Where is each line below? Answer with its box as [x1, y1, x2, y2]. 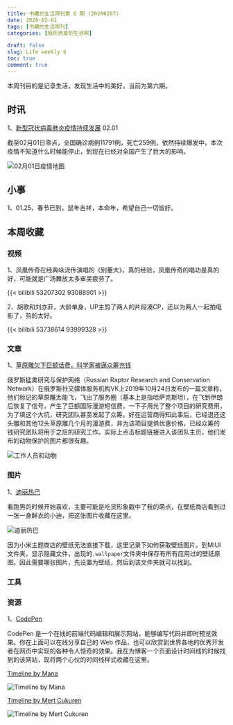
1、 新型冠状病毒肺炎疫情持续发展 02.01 [7, 123, 119, 132]
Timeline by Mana [7, 669, 58, 678]
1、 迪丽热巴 [7, 487, 40, 496]
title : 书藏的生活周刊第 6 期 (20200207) [7, 10, 119, 17]
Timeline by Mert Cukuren [7, 696, 82, 704]
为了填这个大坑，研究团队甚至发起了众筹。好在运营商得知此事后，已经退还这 [7, 411, 226, 419]
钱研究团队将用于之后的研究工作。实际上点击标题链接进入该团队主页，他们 [7, 428, 220, 437]
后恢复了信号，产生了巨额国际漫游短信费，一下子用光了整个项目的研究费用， [7, 402, 226, 410]
